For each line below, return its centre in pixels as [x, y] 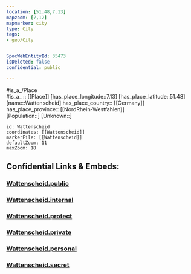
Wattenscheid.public [38, 183]
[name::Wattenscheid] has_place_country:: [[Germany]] [76, 103]
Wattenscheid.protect [39, 216]
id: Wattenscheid [28, 127]
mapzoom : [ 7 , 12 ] [27, 18]
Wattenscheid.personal [42, 249]
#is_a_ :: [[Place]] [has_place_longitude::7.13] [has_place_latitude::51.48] [96, 96]
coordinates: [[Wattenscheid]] [46, 132]
